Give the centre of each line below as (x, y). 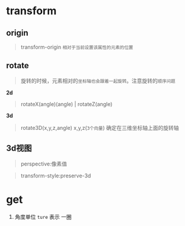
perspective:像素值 (44, 164)
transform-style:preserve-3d (56, 176)
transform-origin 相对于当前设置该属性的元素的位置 (77, 47)
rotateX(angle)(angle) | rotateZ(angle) (66, 104)
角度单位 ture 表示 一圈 (43, 217)
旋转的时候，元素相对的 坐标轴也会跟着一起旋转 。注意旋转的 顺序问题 (98, 81)
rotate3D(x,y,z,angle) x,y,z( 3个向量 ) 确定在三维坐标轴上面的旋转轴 (100, 128)
